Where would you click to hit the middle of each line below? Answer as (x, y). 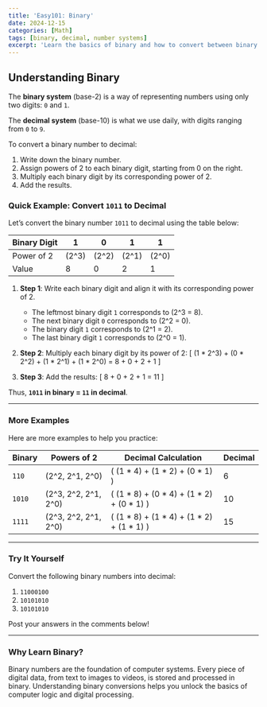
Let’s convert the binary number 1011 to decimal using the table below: (124, 223)
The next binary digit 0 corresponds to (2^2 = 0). (111, 321)
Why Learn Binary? (46, 651)
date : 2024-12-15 (37, 23)
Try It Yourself (37, 559)
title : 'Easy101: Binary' (51, 16)
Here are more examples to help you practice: (83, 437)
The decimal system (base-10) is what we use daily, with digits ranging (125, 120)
